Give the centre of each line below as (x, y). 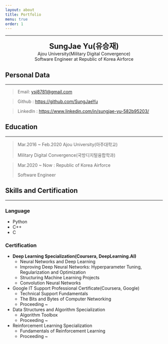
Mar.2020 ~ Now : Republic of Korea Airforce (64, 165)
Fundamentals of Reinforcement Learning (63, 331)
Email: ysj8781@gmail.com (45, 92)
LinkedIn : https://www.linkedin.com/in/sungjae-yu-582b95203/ (83, 111)
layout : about (20, 10)
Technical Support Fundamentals (54, 294)
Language (18, 210)
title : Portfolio (23, 15)
